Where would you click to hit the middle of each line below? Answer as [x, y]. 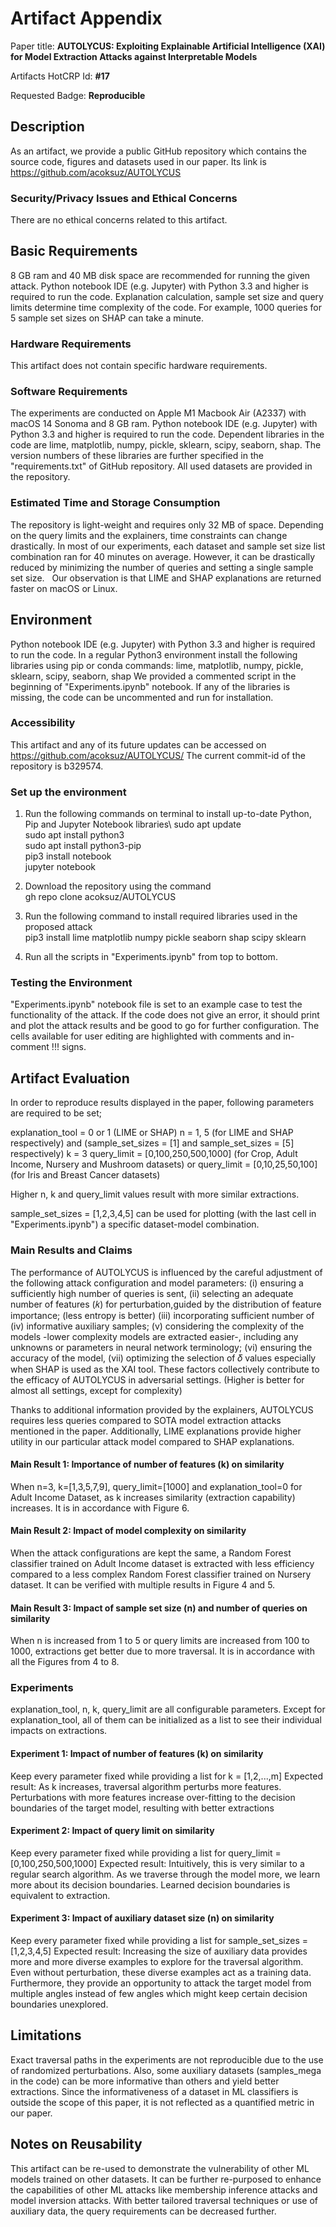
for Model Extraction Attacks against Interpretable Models [134, 56]
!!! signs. [69, 1047]
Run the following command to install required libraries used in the [161, 916]
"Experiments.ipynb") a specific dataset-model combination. [135, 1224]
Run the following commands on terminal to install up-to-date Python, [168, 814]
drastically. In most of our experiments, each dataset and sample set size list [168, 546]
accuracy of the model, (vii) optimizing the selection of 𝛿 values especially [163, 1358]
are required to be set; [56, 1113]
